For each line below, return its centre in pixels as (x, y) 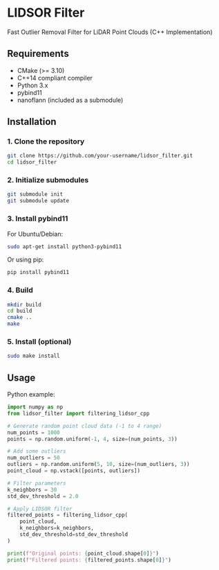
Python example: (31, 395)
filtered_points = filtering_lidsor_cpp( (68, 515)
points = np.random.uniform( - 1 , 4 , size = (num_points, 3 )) (92, 439)
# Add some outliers (37, 451)
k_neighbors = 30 (32, 490)
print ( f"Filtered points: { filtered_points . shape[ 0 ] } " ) (89, 560)
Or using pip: (26, 260)
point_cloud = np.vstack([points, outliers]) (74, 471)
